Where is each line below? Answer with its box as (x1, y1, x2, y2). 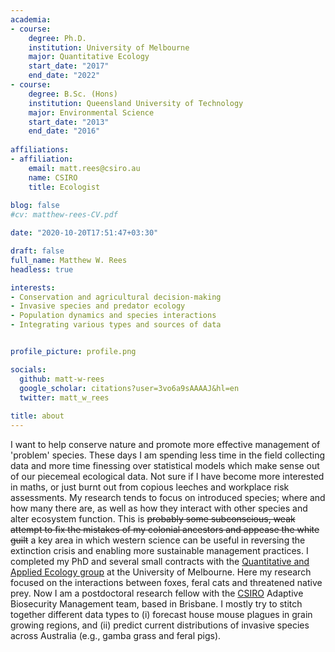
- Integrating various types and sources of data (10, 320, 222, 330)
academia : (10, 14, 52, 25)
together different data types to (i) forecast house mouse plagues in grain (10, 609, 313, 620)
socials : (10, 364, 47, 375)
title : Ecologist (28, 182, 101, 192)
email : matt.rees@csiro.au (28, 163, 141, 173)
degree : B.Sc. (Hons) (28, 89, 118, 99)
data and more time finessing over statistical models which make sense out (10, 460, 320, 471)
